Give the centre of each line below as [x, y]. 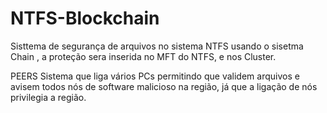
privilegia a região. [48, 97]
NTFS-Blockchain [85, 18]
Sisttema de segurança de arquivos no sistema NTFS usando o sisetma [157, 46]
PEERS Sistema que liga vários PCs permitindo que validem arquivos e [155, 76]
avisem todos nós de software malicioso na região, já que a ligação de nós [164, 86]
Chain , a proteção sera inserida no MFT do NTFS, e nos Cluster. [143, 56]
